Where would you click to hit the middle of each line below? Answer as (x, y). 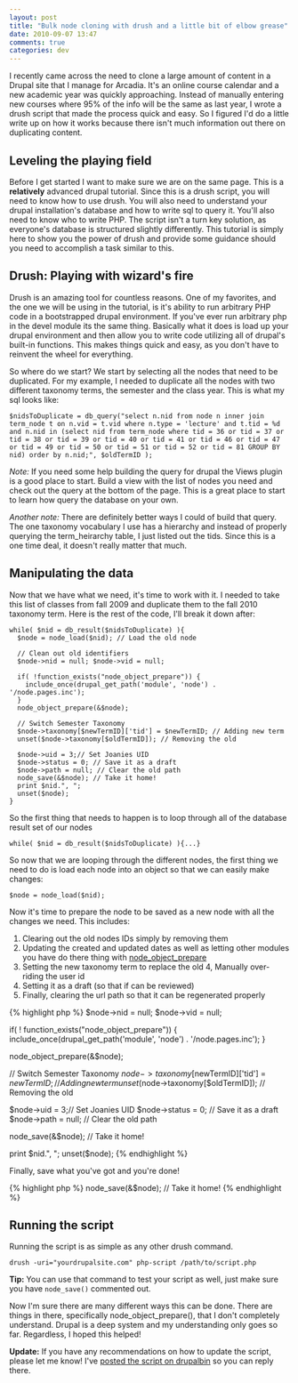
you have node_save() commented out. (80, 1289)
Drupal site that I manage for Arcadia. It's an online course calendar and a (144, 85)
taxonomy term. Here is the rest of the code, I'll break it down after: (132, 614)
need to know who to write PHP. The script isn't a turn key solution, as (138, 220)
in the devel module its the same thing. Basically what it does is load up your (149, 326)
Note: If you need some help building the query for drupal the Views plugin (146, 471)
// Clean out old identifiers (73, 653)
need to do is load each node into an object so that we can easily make (139, 869)
